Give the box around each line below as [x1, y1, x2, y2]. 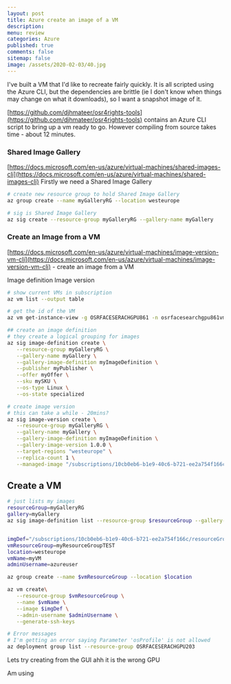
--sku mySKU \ [16, 378, 57, 385]
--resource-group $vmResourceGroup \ [16, 592, 125, 599]
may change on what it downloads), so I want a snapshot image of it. [7, 94, 202, 103]
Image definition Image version [7, 276, 95, 284]
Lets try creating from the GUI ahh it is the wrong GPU [7, 656, 160, 664]
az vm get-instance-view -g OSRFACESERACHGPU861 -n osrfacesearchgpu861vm [7, 314, 226, 321]
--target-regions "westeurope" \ [16, 448, 112, 455]
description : [7, 23, 45, 30]
